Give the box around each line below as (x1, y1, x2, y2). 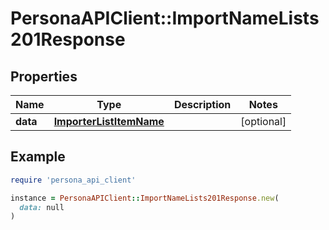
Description (173, 98, 232, 111)
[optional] (240, 115, 287, 128)
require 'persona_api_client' (10, 175, 137, 185)
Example (10, 148, 66, 166)
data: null (19, 202, 65, 212)
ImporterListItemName (53, 115, 165, 128)
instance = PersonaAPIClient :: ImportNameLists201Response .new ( (10, 193, 280, 203)
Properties (10, 68, 78, 85)
